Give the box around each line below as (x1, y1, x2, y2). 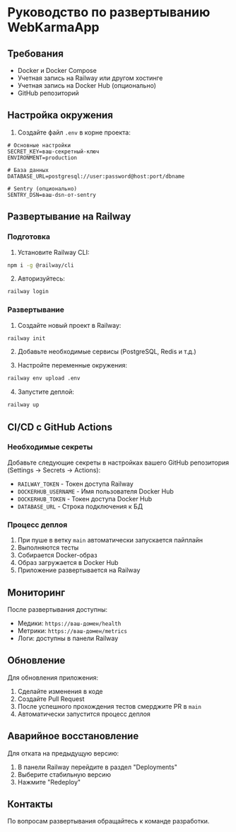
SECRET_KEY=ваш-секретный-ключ (7, 148, 100, 155)
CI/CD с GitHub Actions (7, 421, 113, 433)
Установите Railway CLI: (17, 248, 90, 256)
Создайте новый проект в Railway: (17, 321, 122, 329)
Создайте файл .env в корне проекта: (17, 128, 131, 137)
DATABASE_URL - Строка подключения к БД (17, 502, 143, 511)
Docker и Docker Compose (17, 67, 97, 74)
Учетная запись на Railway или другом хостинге (17, 74, 163, 82)
